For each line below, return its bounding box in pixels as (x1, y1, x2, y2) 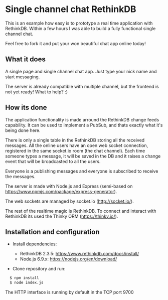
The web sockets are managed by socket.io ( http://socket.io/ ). (5, 198, 134, 204)
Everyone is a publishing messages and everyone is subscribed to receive (5, 168, 158, 174)
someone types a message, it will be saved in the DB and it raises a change (5, 153, 161, 159)
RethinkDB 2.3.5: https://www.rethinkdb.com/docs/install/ (20, 251, 139, 257)
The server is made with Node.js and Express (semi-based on (5, 183, 133, 189)
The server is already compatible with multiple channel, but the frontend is (5, 83, 159, 89)
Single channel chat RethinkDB (5, 4, 136, 15)
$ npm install (10, 275, 39, 280)
